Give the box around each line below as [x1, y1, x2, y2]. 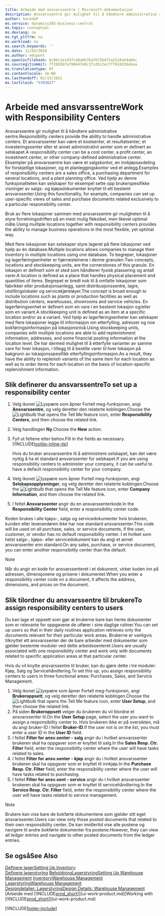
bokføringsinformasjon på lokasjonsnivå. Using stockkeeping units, [5, 325, 139, 331]
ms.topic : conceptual [5, 26, 50, 30]
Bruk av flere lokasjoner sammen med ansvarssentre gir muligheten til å [5, 211, 150, 217]
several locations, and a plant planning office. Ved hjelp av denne [5, 175, 137, 181]
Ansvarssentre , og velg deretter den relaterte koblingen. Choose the [12, 406, 151, 413]
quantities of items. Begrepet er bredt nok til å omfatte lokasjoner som [5, 278, 147, 283]
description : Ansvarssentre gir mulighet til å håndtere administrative [5, 12, 157, 17]
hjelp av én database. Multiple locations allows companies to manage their [5, 246, 155, 252]
